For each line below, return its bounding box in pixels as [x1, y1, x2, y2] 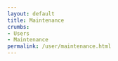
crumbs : [7, 23, 30, 30]
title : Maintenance [7, 17, 65, 24]
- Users [7, 29, 30, 37]
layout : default [7, 10, 55, 18]
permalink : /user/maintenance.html [7, 43, 112, 50]
